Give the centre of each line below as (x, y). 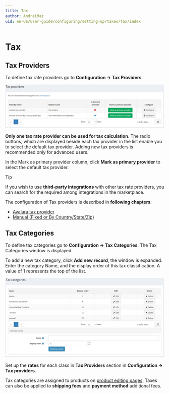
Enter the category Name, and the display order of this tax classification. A (83, 266)
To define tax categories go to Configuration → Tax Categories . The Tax (81, 245)
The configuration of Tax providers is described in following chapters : (79, 202)
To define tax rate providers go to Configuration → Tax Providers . (74, 78)
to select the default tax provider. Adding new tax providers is (69, 147)
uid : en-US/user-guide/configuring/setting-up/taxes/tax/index (73, 21)
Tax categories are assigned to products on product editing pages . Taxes (81, 380)
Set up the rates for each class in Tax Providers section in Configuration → (84, 365)
